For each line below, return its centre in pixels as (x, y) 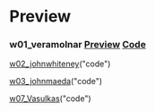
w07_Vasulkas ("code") (50, 99)
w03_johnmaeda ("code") (56, 82)
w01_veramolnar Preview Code (77, 45)
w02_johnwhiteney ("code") (60, 64)
